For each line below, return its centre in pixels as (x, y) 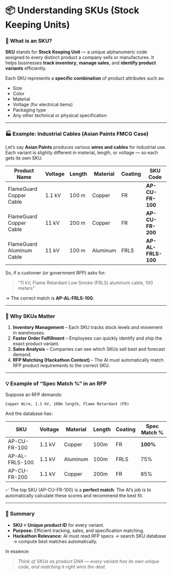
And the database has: (29, 413)
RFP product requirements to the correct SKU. (61, 366)
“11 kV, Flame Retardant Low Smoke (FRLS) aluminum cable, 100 (85, 283)
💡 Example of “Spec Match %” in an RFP (56, 383)
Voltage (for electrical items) (43, 105)
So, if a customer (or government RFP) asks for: (56, 272)
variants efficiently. (26, 68)
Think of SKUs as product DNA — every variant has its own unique (89, 561)
